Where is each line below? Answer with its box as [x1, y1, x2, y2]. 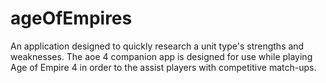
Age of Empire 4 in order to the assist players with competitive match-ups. [10, 61, 317, 73]
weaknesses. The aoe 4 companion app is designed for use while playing [10, 50, 313, 62]
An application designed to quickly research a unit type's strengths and [10, 40, 305, 52]
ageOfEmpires [10, 7, 133, 30]
